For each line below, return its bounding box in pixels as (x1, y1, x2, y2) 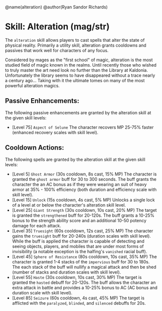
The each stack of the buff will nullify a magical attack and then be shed (12, 264, 157, 270)
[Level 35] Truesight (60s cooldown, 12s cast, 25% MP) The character (12, 228, 153, 234)
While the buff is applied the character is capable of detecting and (12, 238, 145, 244)
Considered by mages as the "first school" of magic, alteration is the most (5, 57, 153, 63)
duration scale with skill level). (12, 290, 73, 295)
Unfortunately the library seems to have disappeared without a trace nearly (5, 72, 155, 78)
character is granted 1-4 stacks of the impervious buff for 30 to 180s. (12, 259, 150, 264)
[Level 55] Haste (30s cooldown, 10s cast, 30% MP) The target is (12, 274, 142, 280)
